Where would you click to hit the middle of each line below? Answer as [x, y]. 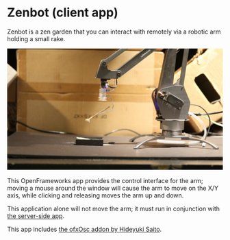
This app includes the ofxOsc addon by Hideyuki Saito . [85, 229]
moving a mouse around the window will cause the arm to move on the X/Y [113, 188]
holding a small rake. [36, 38]
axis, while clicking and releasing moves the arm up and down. [95, 195]
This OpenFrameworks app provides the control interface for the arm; [105, 181]
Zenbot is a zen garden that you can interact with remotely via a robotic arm [114, 32]
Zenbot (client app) [63, 13]
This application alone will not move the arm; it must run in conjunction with [114, 209]
